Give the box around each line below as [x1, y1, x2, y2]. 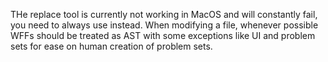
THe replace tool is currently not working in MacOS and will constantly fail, [10, 9, 318, 20]
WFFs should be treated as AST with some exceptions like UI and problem [10, 30, 316, 41]
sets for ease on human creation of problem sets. [10, 40, 213, 52]
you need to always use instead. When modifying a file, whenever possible [10, 19, 319, 31]
